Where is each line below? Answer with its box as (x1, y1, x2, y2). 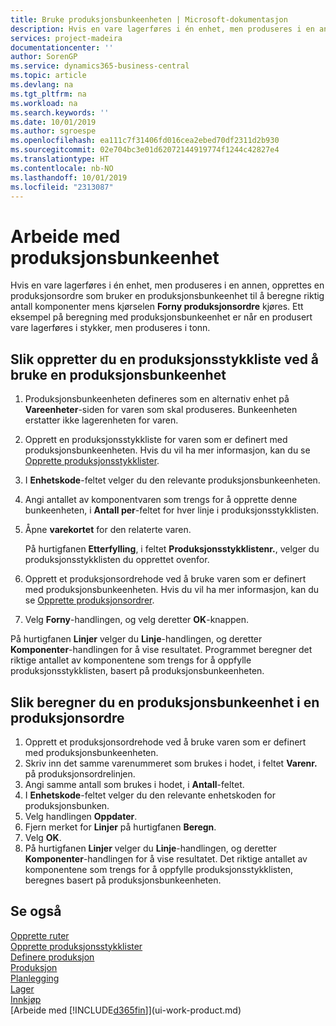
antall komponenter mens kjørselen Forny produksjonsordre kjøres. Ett (10, 301, 304, 313)
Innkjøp (10, 993, 42, 1005)
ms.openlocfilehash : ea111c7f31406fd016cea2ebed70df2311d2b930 (10, 136, 280, 146)
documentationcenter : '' (10, 42, 114, 53)
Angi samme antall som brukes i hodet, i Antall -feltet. (24, 778, 245, 790)
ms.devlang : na (10, 80, 74, 90)
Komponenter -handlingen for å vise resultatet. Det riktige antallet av (24, 852, 308, 865)
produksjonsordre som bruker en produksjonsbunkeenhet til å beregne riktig (10, 290, 325, 302)
